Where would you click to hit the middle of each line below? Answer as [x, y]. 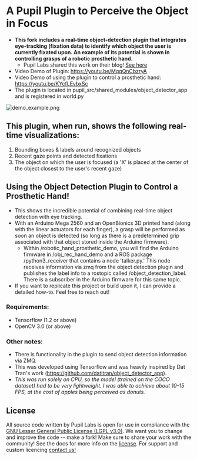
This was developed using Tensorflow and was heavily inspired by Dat [100, 367]
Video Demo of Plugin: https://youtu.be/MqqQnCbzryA [81, 71]
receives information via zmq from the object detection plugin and [103, 267]
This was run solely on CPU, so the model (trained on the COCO [92, 379]
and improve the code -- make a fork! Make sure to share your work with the [99, 437]
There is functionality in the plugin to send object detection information [101, 355]
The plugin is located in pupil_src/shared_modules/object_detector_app [101, 90]
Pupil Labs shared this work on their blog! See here [85, 65]
